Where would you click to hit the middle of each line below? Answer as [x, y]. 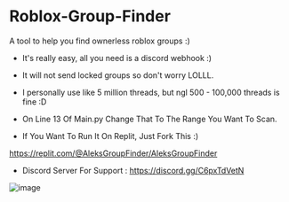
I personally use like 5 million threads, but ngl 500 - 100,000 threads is [151, 92]
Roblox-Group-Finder [90, 16]
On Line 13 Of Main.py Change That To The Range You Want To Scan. [149, 119]
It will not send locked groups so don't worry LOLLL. [118, 75]
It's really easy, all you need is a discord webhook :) [116, 58]
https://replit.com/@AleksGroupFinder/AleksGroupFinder [113, 153]
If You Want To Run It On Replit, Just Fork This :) [110, 136]
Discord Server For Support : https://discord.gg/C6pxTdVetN [133, 170]
